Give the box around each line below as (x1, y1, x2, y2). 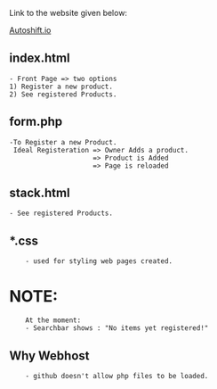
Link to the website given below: (9, 8, 127, 18)
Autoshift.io (9, 25, 52, 35)
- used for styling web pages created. (25, 257, 173, 266)
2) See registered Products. (9, 89, 117, 99)
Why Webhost (9, 348, 91, 363)
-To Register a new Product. (9, 137, 117, 146)
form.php (9, 114, 63, 129)
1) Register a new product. (9, 82, 114, 91)
